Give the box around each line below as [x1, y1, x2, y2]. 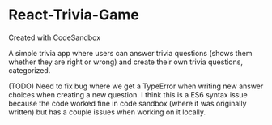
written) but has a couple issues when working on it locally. [8, 107, 206, 117]
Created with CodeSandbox [8, 32, 101, 42]
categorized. [8, 65, 51, 75]
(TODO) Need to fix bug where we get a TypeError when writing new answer [8, 81, 264, 91]
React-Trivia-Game [8, 6, 139, 24]
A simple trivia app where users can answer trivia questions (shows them [8, 48, 253, 58]
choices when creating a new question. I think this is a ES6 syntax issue [8, 89, 249, 99]
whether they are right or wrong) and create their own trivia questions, [8, 57, 243, 67]
